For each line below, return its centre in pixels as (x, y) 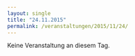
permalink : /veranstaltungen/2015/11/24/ (68, 26)
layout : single (29, 13)
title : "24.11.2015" (37, 20)
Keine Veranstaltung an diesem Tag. (58, 46)
